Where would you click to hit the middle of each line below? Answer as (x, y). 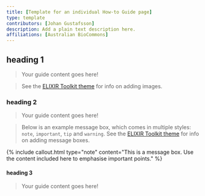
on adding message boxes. (56, 140)
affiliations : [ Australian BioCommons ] (57, 35)
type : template (26, 18)
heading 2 (22, 102)
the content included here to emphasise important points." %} (84, 159)
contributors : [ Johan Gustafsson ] (51, 23)
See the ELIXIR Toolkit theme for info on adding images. (92, 86)
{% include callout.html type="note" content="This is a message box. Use (100, 152)
